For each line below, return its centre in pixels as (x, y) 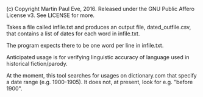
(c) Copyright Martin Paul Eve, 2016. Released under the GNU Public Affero (101, 9)
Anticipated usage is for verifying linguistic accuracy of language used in (98, 57)
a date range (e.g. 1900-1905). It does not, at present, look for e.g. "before (100, 82)
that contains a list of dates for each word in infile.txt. (73, 34)
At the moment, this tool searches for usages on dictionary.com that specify (101, 75)
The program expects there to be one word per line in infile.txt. (85, 45)
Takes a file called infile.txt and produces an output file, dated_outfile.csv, (99, 27)
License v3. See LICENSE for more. (51, 15)
